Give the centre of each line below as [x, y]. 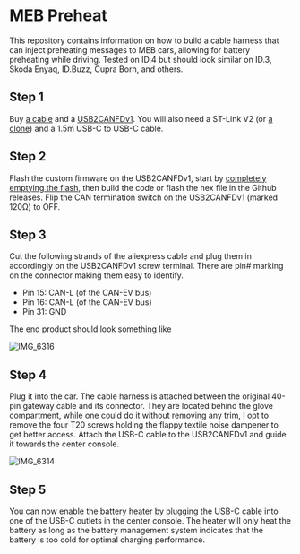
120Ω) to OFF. [35, 206]
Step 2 [28, 156]
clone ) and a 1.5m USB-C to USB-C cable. [86, 128]
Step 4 [28, 374]
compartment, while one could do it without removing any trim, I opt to [139, 415]
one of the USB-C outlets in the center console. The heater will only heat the [150, 520]
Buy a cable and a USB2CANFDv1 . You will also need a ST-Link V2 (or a [141, 118]
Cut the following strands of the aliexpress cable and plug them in [131, 256]
